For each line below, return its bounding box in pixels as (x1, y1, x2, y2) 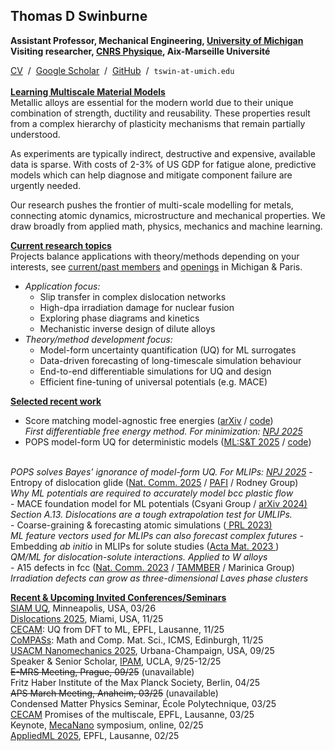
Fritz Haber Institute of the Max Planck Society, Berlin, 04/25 (10, 676, 261, 688)
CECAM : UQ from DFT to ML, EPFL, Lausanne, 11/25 (10, 623, 225, 635)
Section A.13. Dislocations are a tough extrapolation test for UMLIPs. (10, 508, 293, 520)
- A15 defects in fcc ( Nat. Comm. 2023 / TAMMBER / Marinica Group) (10, 561, 295, 573)
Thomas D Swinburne (10, 8, 148, 25)
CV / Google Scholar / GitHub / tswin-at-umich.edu (10, 64, 235, 76)
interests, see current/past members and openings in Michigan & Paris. (10, 260, 303, 273)
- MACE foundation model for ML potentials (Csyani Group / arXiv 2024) (10, 497, 308, 509)
